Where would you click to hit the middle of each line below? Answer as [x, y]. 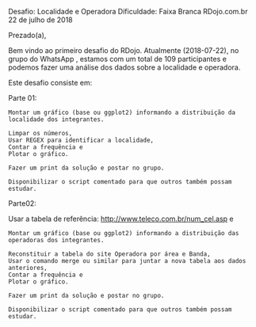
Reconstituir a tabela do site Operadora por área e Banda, [110, 254]
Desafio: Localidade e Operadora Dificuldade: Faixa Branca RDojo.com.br [128, 11]
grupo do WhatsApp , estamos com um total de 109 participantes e [118, 59]
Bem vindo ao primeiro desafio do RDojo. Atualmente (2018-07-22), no [124, 50]
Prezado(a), [27, 35]
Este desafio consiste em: [50, 83]
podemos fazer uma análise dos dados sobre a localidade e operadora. [124, 67]
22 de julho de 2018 [40, 20]
